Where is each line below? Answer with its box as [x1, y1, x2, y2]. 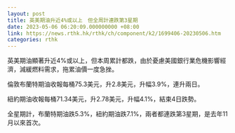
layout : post [7, 10, 46, 17]
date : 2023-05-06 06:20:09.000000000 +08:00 [7, 23, 140, 30]
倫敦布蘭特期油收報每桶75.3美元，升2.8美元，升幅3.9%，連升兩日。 [7, 80, 204, 88]
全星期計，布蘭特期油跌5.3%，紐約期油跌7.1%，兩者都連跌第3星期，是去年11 [7, 110, 228, 118]
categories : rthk [7, 36, 58, 43]
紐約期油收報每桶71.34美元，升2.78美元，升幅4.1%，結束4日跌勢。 [7, 95, 201, 104]
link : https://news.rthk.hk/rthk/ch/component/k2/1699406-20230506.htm [7, 29, 221, 37]
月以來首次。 [7, 118, 44, 127]
